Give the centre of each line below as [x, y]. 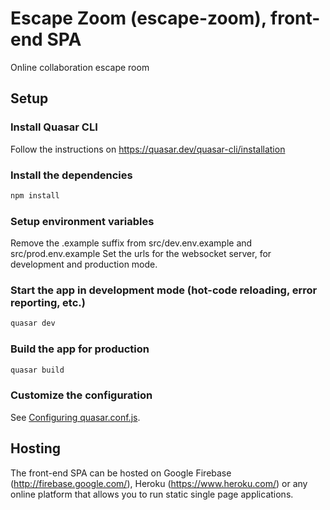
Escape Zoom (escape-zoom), [138, 18]
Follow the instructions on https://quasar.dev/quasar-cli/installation [148, 149]
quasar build [37, 370]
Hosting [36, 448]
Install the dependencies [71, 175]
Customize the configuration [81, 395]
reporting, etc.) [48, 303]
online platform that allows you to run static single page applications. [152, 494]
